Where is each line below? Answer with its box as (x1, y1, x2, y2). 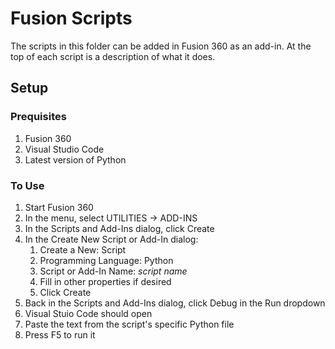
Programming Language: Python (39, 254, 174, 266)
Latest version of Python (24, 153, 127, 166)
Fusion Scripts (10, 7, 133, 30)
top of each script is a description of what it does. (10, 50, 216, 62)
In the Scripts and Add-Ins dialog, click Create (24, 222, 215, 234)
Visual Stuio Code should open (24, 307, 153, 319)
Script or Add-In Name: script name (39, 265, 188, 277)
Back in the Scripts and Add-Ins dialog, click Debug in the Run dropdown (24, 297, 326, 309)
